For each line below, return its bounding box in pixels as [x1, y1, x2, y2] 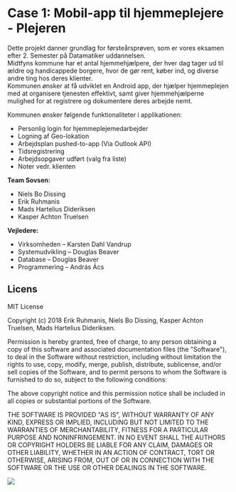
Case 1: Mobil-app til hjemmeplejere [7, 5, 224, 21]
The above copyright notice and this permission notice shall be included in [7, 389, 225, 397]
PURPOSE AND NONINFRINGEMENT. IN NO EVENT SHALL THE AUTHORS [7, 433, 226, 441]
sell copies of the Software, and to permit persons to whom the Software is [7, 367, 227, 376]
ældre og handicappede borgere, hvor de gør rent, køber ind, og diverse [7, 66, 219, 75]
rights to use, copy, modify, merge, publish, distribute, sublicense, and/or [7, 360, 222, 368]
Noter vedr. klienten [17, 162, 76, 170]
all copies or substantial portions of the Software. [7, 397, 151, 405]
